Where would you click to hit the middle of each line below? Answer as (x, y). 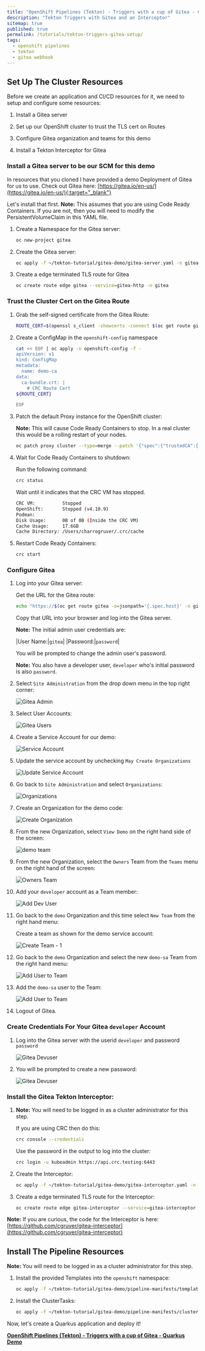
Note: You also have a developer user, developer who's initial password (105, 665)
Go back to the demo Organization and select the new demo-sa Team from (106, 957)
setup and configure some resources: (54, 103)
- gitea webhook (33, 57)
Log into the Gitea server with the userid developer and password (98, 1040)
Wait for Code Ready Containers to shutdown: (73, 458)
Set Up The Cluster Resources (65, 82)
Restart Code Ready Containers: (56, 544)
